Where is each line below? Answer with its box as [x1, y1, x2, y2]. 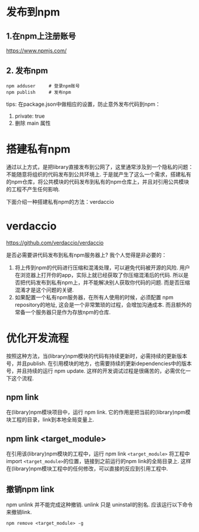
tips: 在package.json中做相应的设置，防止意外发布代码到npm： [6, 100, 161, 108]
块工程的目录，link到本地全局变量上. [6, 416, 94, 423]
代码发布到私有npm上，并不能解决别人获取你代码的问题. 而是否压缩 [25, 279, 190, 286]
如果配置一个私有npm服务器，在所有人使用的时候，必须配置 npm [14, 294, 173, 301]
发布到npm [6, 5, 61, 19]
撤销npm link [6, 484, 55, 494]
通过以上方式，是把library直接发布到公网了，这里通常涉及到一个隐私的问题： [6, 163, 194, 170]
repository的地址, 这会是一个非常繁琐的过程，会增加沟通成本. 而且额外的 [14, 301, 192, 308]
